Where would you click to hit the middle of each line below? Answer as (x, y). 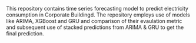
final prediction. (25, 34)
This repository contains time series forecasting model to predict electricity (97, 9)
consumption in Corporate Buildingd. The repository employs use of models (98, 15)
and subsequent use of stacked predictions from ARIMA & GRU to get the (95, 27)
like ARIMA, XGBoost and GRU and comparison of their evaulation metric (94, 21)
